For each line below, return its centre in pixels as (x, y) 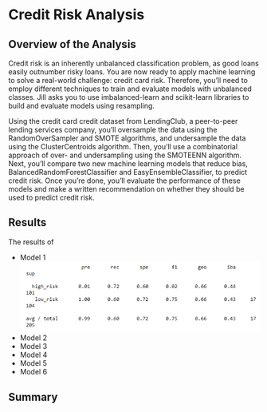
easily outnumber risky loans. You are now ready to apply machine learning (132, 72)
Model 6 (33, 372)
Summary (33, 397)
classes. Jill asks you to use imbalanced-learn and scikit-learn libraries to (129, 97)
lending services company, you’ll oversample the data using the (113, 130)
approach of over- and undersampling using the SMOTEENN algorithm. (125, 155)
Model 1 (33, 257)
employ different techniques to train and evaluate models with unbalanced (130, 89)
